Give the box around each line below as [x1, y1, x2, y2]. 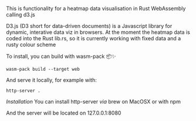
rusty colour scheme [6, 41, 56, 48]
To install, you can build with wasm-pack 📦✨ [6, 53, 116, 60]
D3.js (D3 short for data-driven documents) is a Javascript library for [6, 23, 173, 29]
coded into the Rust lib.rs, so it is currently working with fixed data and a [6, 35, 181, 42]
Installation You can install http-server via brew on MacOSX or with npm [6, 98, 181, 105]
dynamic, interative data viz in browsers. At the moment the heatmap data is [6, 29, 191, 36]
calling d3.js [6, 11, 35, 18]
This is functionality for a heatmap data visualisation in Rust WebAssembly [6, 5, 186, 12]
